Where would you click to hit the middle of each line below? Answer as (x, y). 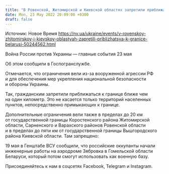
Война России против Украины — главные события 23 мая (69, 54)
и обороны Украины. (27, 84)
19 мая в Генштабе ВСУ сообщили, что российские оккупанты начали (80, 146)
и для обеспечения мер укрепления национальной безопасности (76, 79)
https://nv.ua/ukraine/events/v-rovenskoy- (102, 34)
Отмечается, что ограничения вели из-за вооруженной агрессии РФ (79, 74)
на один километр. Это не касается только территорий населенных (78, 99)
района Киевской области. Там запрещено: (52, 136)
